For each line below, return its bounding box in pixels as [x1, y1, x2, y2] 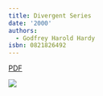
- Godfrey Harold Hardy [15, 34, 95, 42]
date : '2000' [8, 19, 52, 27]
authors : [8, 26, 38, 34]
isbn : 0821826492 [8, 42, 67, 50]
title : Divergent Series [8, 11, 92, 20]
